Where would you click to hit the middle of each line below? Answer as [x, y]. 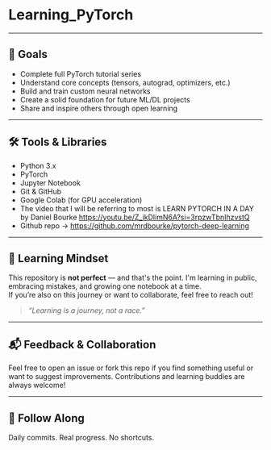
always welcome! [37, 385]
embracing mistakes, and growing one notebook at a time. [105, 286]
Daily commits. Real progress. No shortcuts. [81, 437]
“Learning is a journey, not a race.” [86, 310]
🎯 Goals [28, 54]
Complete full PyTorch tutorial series [81, 73]
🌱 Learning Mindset [58, 258]
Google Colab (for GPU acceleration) [81, 200]
